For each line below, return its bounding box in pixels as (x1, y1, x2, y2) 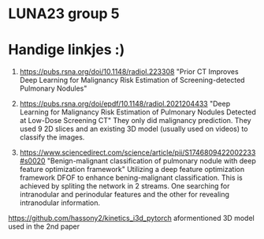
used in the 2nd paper (8, 222, 80, 231)
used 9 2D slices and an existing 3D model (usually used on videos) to (19, 124, 248, 134)
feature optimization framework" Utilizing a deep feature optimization (19, 165, 245, 174)
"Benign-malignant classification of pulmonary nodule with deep (46, 156, 256, 166)
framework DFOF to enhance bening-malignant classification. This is (19, 173, 243, 182)
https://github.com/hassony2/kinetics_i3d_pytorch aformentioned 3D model (8, 214, 255, 223)
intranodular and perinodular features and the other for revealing (19, 190, 230, 200)
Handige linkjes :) (8, 41, 125, 59)
